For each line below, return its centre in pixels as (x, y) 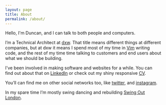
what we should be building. (34, 58)
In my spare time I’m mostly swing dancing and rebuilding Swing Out (75, 93)
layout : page (19, 10)
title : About (19, 14)
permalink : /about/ (25, 19)
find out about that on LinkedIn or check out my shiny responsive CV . (76, 73)
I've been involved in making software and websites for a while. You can (79, 68)
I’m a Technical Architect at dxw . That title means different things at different (83, 43)
